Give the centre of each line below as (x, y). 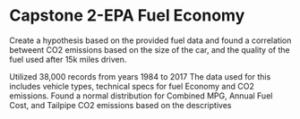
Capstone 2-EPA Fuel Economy (127, 16)
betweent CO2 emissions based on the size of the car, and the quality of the (150, 49)
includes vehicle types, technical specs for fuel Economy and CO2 (132, 86)
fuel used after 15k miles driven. (68, 59)
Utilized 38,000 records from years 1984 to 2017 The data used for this (140, 76)
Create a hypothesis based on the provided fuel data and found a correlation (150, 40)
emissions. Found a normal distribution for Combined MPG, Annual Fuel (141, 96)
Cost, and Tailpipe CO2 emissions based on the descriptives (120, 105)
